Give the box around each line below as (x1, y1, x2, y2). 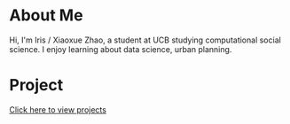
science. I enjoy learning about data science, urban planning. (9, 43, 232, 54)
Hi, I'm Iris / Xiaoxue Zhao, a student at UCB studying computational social (9, 35, 281, 45)
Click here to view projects (9, 104, 106, 115)
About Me (9, 5, 83, 26)
